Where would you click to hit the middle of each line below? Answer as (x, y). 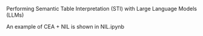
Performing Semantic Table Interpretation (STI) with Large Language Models (102, 9)
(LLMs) (15, 15)
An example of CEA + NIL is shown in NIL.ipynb (65, 27)
